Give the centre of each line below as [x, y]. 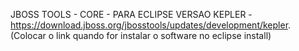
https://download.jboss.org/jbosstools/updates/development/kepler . [151, 25]
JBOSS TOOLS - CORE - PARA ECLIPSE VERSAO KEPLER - [131, 14]
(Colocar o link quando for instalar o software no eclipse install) [141, 35]
